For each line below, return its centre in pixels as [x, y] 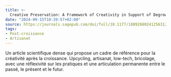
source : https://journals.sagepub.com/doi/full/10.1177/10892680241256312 [86, 24]
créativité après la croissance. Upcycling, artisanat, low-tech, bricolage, [81, 58]
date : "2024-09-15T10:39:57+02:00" [43, 19]
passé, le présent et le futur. [35, 69]
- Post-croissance [25, 34]
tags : [11, 29]
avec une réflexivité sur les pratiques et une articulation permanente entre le [85, 64]
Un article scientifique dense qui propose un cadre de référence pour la [80, 53]
